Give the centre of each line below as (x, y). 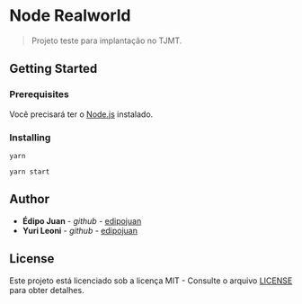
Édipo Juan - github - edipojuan (82, 220)
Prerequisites (39, 94)
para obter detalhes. (47, 290)
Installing (30, 138)
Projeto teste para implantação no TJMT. (107, 40)
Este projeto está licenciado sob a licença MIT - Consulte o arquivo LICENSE (151, 281)
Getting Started (53, 69)
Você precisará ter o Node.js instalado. (81, 114)
